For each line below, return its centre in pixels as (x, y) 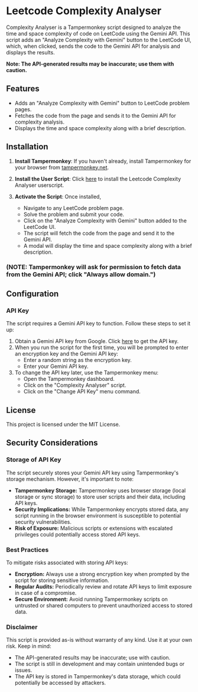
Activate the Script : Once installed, (58, 196)
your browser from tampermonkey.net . (62, 167)
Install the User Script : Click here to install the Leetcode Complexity (98, 179)
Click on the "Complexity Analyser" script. (75, 385)
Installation (27, 147)
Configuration (33, 294)
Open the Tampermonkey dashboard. (69, 379)
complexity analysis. (40, 122)
